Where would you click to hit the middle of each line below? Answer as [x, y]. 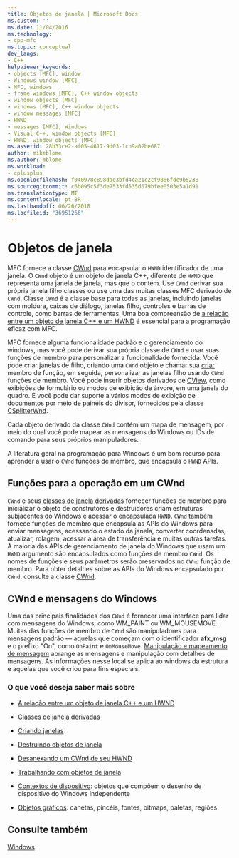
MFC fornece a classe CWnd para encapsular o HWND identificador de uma [115, 267]
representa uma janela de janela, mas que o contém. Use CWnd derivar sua [115, 283]
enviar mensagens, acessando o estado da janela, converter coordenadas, [117, 531]
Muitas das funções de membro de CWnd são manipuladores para [102, 631]
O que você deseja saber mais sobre [71, 688]
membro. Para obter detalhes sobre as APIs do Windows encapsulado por [116, 568]
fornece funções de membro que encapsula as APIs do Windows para [110, 523]
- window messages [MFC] [44, 113]
